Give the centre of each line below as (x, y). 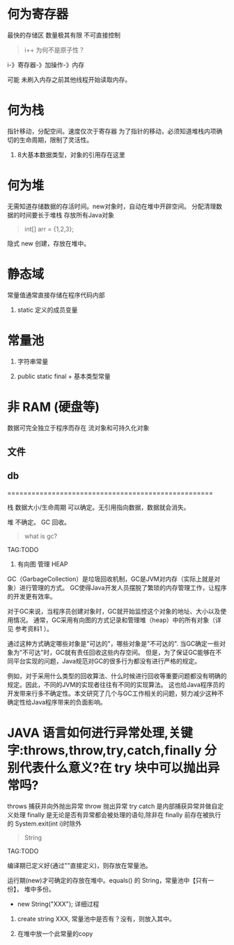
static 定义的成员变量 (47, 310)
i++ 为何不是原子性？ (54, 50)
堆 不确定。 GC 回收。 (39, 522)
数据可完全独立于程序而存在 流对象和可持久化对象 (78, 428)
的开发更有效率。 (32, 596)
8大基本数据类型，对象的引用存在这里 (71, 154)
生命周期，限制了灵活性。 (56, 140)
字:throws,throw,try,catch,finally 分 (112, 750)
